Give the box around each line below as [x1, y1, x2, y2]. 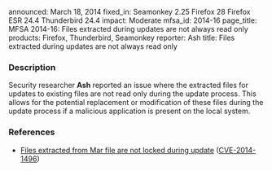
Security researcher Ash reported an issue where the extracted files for [8, 81, 248, 90]
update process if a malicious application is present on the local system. [8, 106, 251, 116]
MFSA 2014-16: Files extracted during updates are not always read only [8, 24, 248, 33]
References [8, 126, 55, 138]
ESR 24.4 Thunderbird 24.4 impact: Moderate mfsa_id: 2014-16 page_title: [8, 15, 257, 25]
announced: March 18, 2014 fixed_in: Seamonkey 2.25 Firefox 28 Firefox [8, 7, 251, 16]
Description [8, 61, 56, 72]
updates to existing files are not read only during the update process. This [8, 89, 257, 99]
